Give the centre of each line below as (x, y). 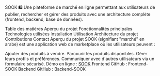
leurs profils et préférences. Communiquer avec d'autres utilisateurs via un (80, 59)
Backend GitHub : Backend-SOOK (52, 69)
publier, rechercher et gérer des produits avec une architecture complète (78, 14)
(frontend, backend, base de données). (44, 19)
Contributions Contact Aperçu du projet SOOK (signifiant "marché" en (75, 39)
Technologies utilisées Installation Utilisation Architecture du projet (72, 34)
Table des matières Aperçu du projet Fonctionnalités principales (69, 29)
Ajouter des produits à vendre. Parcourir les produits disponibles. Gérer (76, 53)
